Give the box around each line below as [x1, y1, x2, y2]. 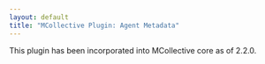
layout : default [9, 12, 69, 22]
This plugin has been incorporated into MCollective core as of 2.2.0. [9, 45, 257, 55]
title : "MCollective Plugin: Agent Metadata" [9, 21, 179, 30]
